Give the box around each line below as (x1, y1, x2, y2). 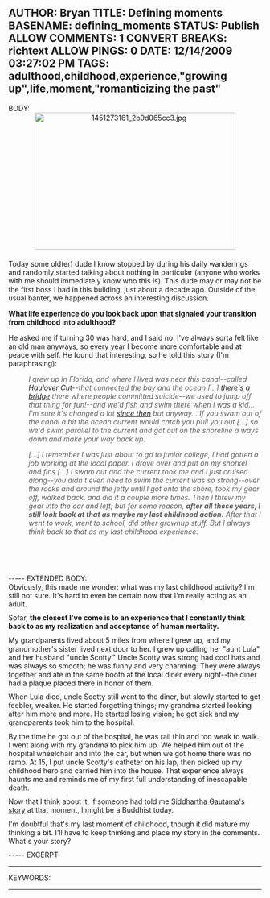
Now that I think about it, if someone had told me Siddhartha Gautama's (8, 797, 245, 806)
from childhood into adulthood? (8, 317, 117, 327)
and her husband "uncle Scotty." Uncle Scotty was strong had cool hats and (8, 652, 260, 662)
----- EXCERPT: (8, 850, 60, 860)
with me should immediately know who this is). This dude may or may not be (8, 275, 262, 285)
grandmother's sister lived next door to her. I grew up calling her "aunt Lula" (8, 643, 260, 653)
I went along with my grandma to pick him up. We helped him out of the (8, 740, 245, 750)
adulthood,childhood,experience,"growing (8, 69, 227, 83)
